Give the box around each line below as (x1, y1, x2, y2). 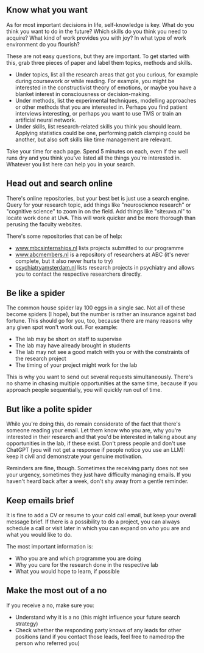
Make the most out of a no (6, 585, 107, 596)
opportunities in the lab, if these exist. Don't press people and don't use (6, 440, 186, 447)
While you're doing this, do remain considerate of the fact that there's (6, 420, 181, 427)
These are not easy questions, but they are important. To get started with (6, 52, 190, 60)
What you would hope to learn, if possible (15, 568, 120, 575)
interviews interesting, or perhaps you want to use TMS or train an (15, 109, 181, 117)
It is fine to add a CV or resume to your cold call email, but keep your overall (6, 512, 197, 519)
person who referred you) (15, 639, 80, 647)
